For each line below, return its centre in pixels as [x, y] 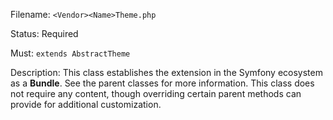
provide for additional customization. [86, 104]
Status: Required [44, 33]
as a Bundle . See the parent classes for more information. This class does [162, 83]
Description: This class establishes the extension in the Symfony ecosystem [166, 72]
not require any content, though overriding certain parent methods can [156, 93]
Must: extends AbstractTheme [70, 53]
